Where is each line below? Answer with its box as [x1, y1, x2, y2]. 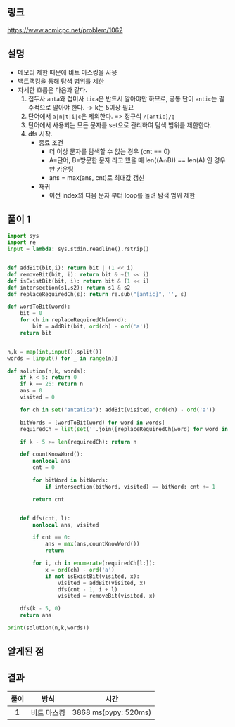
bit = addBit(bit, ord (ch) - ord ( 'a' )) [32, 323, 150, 330]
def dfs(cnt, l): [20, 515, 71, 522]
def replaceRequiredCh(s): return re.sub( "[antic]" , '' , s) [7, 290, 188, 297]
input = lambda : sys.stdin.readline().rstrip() [7, 245, 150, 253]
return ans [20, 612, 52, 619]
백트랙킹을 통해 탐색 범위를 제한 [17, 77, 104, 85]
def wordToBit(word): [7, 303, 71, 311]
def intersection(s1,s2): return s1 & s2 [7, 284, 131, 291]
